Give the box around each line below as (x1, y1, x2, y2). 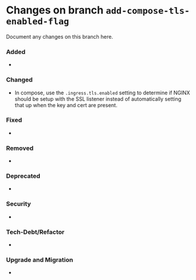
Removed (6, 144, 34, 152)
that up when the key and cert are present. (14, 101, 118, 108)
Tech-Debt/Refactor (6, 228, 65, 236)
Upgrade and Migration (6, 255, 73, 264)
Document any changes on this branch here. (6, 33, 114, 40)
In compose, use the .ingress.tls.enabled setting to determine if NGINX (14, 89, 190, 96)
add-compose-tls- (105, 5, 190, 16)
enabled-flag (6, 16, 69, 27)
